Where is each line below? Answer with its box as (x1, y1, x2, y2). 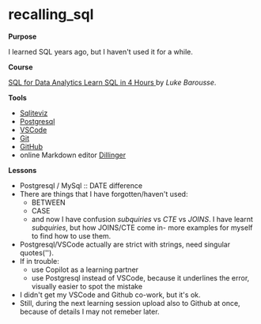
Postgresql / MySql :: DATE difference (19, 180, 143, 190)
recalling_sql (8, 6, 94, 24)
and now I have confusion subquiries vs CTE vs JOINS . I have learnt (31, 214, 253, 224)
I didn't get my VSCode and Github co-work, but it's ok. (19, 290, 201, 300)
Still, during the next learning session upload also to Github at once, (19, 298, 240, 307)
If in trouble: (19, 256, 59, 266)
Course (8, 62, 33, 72)
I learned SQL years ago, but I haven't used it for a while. (8, 47, 194, 56)
